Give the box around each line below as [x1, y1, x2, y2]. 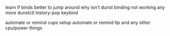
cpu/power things [5, 25, 42, 31]
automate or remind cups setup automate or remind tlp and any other [5, 20, 151, 25]
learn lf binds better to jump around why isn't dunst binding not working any [5, 5, 165, 10]
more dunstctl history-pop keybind [5, 10, 78, 16]
